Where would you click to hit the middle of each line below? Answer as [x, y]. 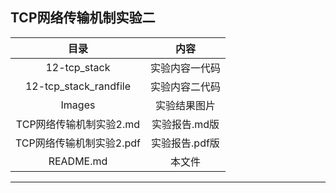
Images [78, 105]
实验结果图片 [185, 105]
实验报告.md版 [185, 124]
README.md [78, 161]
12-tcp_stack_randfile [78, 86]
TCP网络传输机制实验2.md [78, 124]
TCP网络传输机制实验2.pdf [78, 143]
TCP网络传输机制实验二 [83, 18]
